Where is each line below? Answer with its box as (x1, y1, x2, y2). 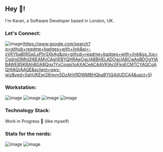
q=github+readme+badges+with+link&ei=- (5, 46, 91, 52)
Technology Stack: (5, 107, 50, 114)
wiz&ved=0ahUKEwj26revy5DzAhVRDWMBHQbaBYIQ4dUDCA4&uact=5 (5, 72, 151, 78)
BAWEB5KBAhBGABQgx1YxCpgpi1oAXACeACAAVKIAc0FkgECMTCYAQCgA (5, 62, 157, 68)
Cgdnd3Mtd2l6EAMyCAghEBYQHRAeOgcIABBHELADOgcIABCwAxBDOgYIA (5, 56, 158, 62)
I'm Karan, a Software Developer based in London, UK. (5, 17, 114, 23)
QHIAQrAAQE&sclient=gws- (5, 67, 61, 73)
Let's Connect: (5, 30, 41, 36)
